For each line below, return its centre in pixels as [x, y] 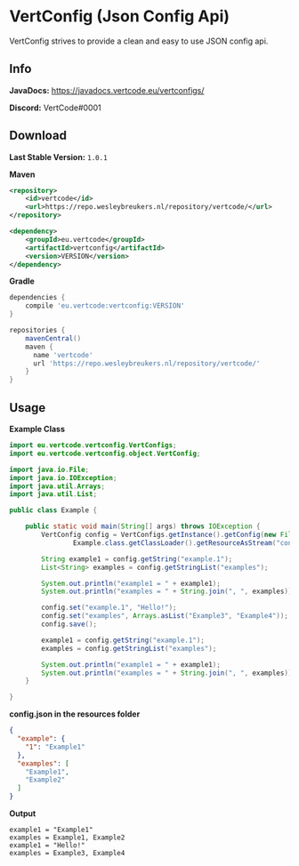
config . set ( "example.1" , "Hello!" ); [109, 608]
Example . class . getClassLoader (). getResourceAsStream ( [174, 543]
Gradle [22, 281]
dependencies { [37, 298]
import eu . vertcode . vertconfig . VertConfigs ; [93, 445]
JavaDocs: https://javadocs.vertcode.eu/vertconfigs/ [107, 90]
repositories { [37, 331]
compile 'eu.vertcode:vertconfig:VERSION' [105, 306]
